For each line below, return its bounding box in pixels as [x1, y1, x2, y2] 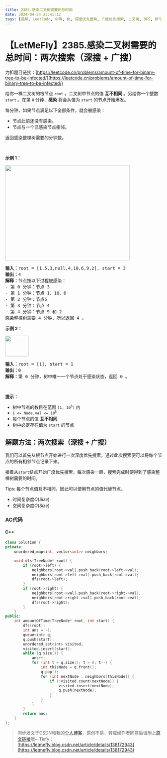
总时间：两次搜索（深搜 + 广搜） [5, 52, 138, 63]
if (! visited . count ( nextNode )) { [49, 678, 119, 684]
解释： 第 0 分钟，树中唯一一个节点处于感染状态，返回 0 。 [5, 374, 130, 379]
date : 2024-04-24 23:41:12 [5, 12, 61, 17]
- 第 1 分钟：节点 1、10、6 [5, 290, 67, 296]
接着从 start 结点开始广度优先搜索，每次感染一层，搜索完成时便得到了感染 [5, 469, 156, 475]
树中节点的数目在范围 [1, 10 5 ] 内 [12, 404, 81, 410]
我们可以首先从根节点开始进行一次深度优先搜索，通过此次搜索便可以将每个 [5, 452, 158, 458]
